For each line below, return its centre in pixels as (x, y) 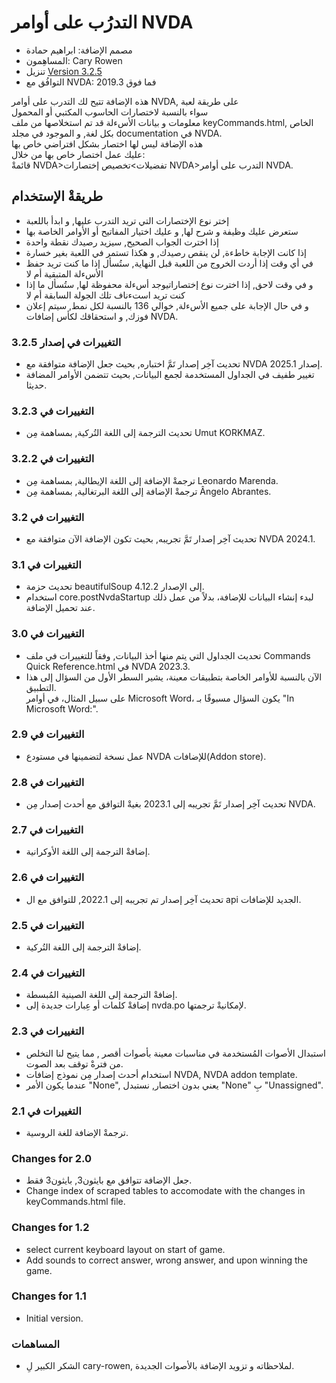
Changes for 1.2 (50, 1228)
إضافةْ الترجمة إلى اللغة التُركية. (83, 947)
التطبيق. (41, 687)
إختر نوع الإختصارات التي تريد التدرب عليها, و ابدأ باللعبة (127, 220)
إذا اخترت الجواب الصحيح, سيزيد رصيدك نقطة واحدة (122, 242)
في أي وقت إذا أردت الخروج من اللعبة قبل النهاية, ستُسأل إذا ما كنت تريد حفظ (169, 263)
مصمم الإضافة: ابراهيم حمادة (79, 50)
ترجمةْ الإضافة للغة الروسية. (77, 1132)
